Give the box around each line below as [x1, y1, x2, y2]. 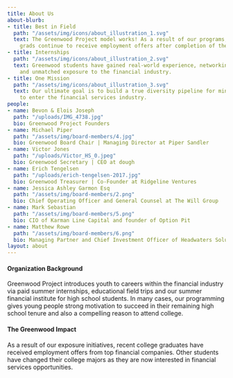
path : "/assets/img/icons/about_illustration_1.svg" [13, 29, 169, 37]
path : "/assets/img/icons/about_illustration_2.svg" [13, 56, 169, 63]
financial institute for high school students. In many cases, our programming [7, 295, 225, 303]
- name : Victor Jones [7, 146, 70, 153]
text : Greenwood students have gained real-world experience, [13, 62, 197, 69]
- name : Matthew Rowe [7, 223, 70, 230]
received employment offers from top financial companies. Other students [7, 348, 219, 356]
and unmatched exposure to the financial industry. [19, 68, 172, 75]
